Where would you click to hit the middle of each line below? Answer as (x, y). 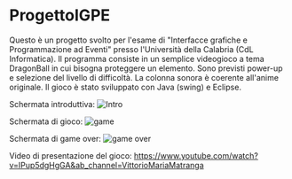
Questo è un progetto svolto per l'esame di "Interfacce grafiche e (129, 40)
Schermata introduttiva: (52, 104)
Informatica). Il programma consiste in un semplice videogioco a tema (137, 58)
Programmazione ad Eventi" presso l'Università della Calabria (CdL (132, 49)
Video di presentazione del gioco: (71, 155)
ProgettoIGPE (60, 16)
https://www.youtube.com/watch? (196, 155)
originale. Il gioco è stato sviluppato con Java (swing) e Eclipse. (126, 87)
